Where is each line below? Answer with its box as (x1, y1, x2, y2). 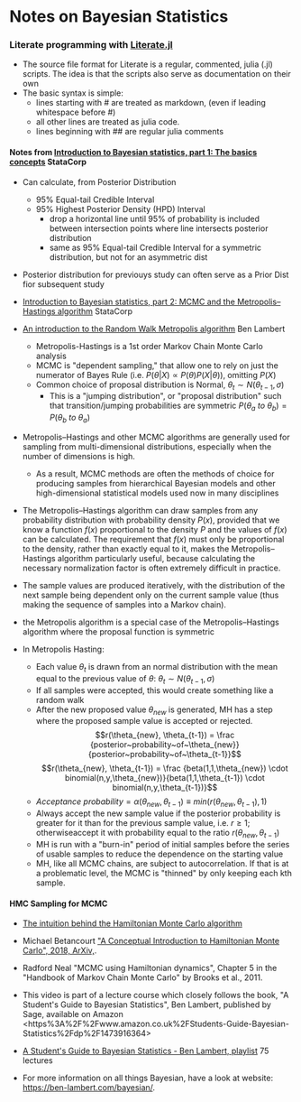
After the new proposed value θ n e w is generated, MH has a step (35, 704, 273, 717)
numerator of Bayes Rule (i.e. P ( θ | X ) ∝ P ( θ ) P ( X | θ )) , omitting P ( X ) (35, 369, 277, 380)
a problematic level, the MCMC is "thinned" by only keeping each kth (35, 868, 293, 879)
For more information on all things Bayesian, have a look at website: (22, 1072, 273, 1084)
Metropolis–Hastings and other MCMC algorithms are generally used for (22, 431, 290, 443)
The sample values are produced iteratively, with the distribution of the (22, 580, 286, 591)
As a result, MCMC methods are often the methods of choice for (35, 468, 275, 479)
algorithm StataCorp (57, 305, 133, 317)
